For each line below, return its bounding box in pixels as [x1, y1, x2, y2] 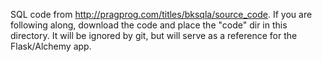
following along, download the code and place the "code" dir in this [10, 19, 288, 31]
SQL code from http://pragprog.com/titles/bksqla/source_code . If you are [10, 9, 313, 20]
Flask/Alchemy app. [10, 40, 92, 52]
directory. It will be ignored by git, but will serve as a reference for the [10, 30, 298, 41]
